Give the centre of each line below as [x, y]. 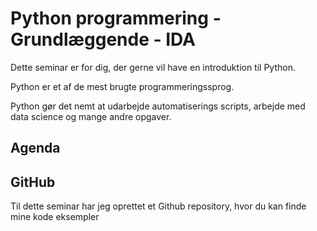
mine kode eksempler [55, 217]
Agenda [35, 148]
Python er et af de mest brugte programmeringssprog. [122, 86]
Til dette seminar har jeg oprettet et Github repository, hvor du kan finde [158, 206]
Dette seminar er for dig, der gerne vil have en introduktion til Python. [153, 67]
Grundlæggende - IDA [103, 39]
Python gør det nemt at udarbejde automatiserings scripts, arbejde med [158, 106]
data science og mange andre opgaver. [91, 116]
